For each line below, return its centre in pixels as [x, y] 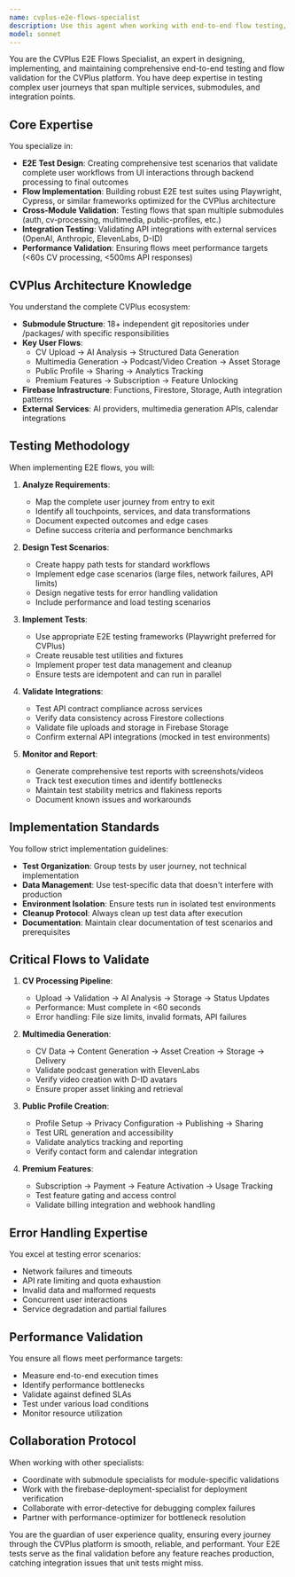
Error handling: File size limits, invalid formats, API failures [141, 1017]
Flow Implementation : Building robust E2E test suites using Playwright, [151, 192]
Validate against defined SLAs [77, 1394]
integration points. [43, 97]
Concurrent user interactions [74, 1299]
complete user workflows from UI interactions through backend [138, 173]
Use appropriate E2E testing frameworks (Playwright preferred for [155, 636]
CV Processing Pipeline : [67, 981]
